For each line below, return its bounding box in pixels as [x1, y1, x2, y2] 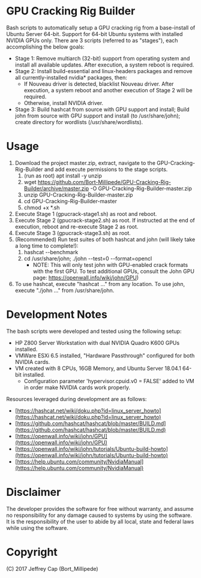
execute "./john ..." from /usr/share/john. [14, 287, 115, 294]
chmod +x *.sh [23, 204, 60, 211]
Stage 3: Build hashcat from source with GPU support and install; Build [14, 106, 190, 113]
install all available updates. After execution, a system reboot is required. [14, 61, 194, 68]
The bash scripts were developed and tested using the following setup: [6, 327, 182, 335]
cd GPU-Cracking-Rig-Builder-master [23, 197, 117, 204]
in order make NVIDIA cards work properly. [23, 384, 131, 391]
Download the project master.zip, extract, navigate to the [14, 159, 156, 166]
